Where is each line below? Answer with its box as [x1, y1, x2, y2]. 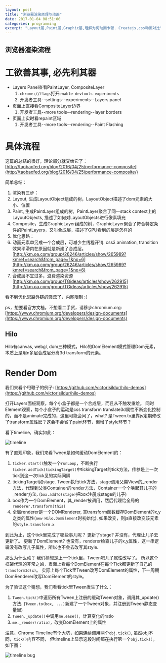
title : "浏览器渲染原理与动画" [5, 12, 62, 17]
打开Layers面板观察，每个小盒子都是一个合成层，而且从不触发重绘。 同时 [5, 400, 154, 406]
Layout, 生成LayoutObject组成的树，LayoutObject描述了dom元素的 [12, 196, 149, 202]
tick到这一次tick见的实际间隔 [12, 472, 71, 479]
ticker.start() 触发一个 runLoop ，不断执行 [12, 460, 98, 466]
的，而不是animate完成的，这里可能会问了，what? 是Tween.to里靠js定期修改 [5, 413, 161, 419]
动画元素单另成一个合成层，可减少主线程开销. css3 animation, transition [12, 239, 158, 246]
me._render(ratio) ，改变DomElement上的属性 [12, 619, 107, 625]
